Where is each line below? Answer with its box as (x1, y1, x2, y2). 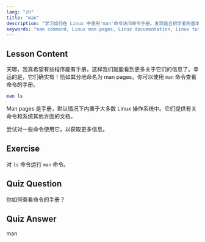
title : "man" (6, 15, 40, 21)
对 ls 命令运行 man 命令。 (6, 160, 69, 168)
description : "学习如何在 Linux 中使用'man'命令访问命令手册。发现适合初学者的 (6, 20, 191, 26)
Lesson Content (6, 48, 68, 59)
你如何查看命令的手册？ (6, 196, 65, 203)
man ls (6, 93, 23, 100)
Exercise (6, 144, 40, 154)
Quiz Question (6, 178, 62, 189)
